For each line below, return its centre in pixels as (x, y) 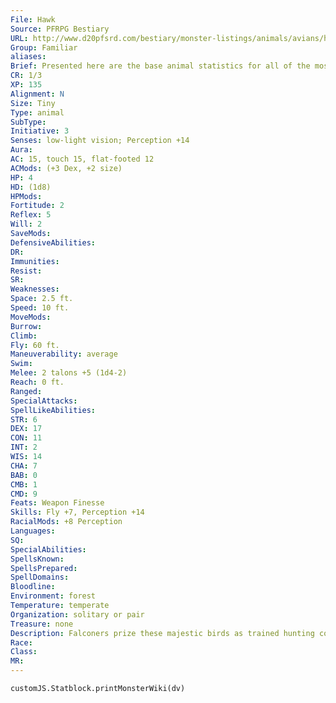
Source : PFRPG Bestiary (60, 29)
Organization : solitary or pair (77, 614)
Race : (21, 642)
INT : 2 (24, 447)
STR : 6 (24, 419)
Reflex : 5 (31, 215)
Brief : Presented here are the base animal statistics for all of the (160, 66)
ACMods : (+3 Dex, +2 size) (66, 168)
